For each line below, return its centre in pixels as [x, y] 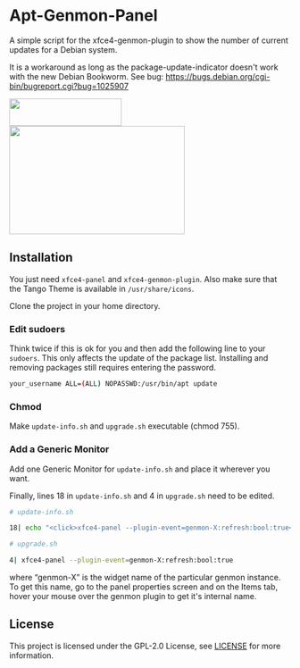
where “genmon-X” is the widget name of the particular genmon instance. [145, 578]
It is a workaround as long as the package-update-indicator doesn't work [144, 67]
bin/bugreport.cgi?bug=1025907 [69, 86]
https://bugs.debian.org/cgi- [218, 76]
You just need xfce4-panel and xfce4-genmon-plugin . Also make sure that [143, 279]
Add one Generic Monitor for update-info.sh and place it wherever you [140, 469]
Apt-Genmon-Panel [83, 16]
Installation [41, 258]
